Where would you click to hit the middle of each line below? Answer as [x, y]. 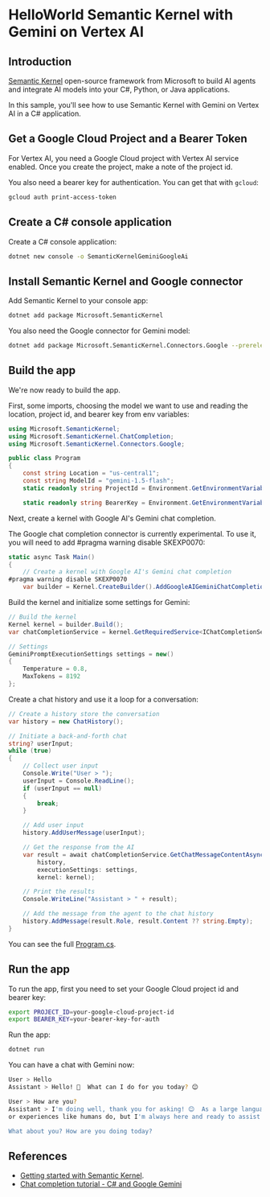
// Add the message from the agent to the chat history [119, 914]
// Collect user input [61, 766]
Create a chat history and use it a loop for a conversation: [103, 699]
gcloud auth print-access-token [62, 197]
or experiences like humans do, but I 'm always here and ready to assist [135, 1117]
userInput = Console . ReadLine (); [79, 781]
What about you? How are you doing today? [80, 1131]
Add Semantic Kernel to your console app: [78, 301]
